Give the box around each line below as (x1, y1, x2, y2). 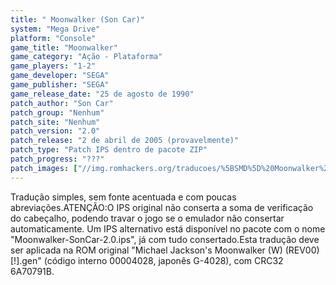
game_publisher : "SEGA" (10, 80, 110, 90)
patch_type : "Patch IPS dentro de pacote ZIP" (10, 145, 208, 155)
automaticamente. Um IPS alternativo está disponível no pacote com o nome (10, 222, 326, 235)
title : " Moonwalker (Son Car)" (10, 14, 145, 25)
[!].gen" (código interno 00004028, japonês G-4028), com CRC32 (10, 254, 284, 266)
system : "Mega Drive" (10, 24, 101, 34)
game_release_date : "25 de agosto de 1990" (10, 89, 195, 99)
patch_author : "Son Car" (10, 98, 114, 108)
